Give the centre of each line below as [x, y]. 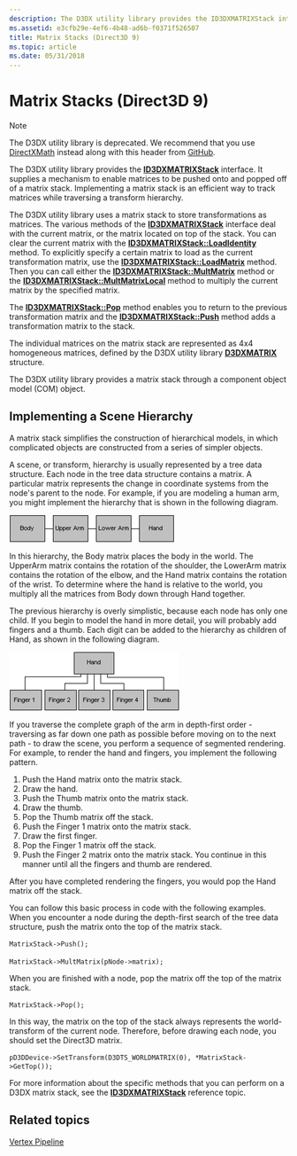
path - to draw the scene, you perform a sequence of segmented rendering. [147, 743]
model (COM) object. [47, 389]
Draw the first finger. [60, 836]
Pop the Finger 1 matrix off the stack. [89, 845]
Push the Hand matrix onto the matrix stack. [102, 779]
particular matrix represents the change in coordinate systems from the [139, 483]
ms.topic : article [43, 47]
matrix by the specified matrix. [65, 290]
